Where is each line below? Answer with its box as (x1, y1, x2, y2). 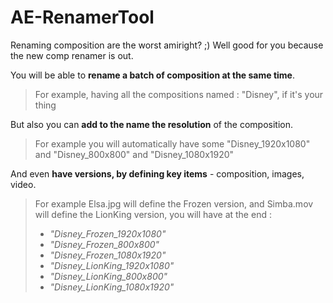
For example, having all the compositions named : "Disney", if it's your (34, 88, 324, 100)
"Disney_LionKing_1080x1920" (49, 281, 175, 293)
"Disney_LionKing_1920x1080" (49, 259, 175, 271)
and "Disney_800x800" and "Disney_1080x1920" (34, 148, 235, 160)
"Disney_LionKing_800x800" (49, 270, 168, 282)
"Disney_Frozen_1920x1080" (49, 227, 167, 240)
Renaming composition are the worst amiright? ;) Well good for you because (10, 39, 324, 51)
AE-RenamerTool (10, 6, 155, 29)
